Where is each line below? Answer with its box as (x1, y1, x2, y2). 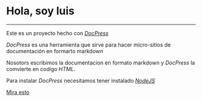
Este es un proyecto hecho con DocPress (6, 29, 109, 36)
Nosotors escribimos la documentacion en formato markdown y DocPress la (6, 59, 195, 66)
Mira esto (6, 88, 30, 96)
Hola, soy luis (6, 4, 75, 18)
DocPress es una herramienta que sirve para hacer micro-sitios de (6, 41, 171, 48)
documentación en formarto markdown (6, 47, 103, 54)
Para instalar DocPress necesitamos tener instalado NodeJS (6, 76, 155, 84)
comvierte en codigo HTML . (6, 65, 76, 72)
